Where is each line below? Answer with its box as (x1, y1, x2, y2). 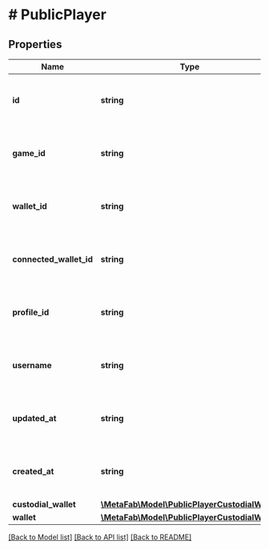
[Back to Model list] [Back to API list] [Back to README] (8, 532, 192, 542)
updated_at (12, 413, 57, 423)
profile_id (12, 307, 50, 318)
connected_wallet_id (12, 254, 94, 265)
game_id (12, 148, 46, 158)
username (12, 360, 52, 371)
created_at (12, 466, 54, 477)
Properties (8, 38, 62, 51)
